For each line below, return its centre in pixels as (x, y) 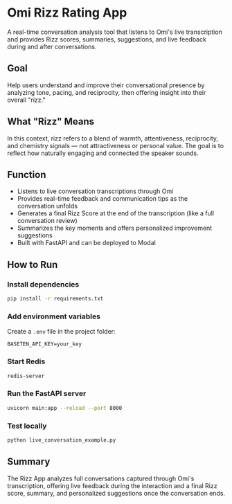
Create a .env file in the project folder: (61, 332)
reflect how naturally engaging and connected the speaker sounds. (103, 153)
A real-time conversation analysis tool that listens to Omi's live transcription (115, 32)
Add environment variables (54, 316)
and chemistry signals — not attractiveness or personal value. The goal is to (115, 145)
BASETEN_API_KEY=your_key (44, 344)
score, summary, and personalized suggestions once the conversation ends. (116, 493)
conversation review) (47, 221)
